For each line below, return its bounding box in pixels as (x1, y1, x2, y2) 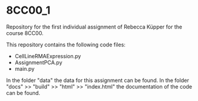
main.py (14, 65, 34, 72)
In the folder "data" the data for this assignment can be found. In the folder (6, 77, 189, 84)
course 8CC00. (6, 29, 43, 36)
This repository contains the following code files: (6, 41, 126, 48)
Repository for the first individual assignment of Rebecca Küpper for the (6, 23, 183, 30)
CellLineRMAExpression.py (14, 52, 81, 59)
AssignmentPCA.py (14, 59, 62, 66)
